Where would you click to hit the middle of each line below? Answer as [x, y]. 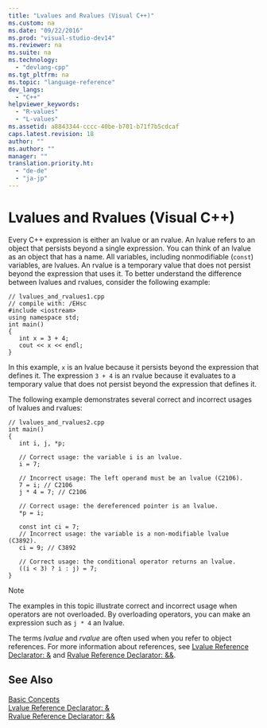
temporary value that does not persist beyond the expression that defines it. [132, 383]
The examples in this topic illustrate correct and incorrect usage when [123, 605]
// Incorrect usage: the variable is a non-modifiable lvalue [124, 534]
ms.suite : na [30, 53]
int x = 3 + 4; [44, 338]
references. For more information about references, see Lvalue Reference [128, 646]
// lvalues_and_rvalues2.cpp [56, 422]
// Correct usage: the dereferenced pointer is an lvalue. [118, 506]
